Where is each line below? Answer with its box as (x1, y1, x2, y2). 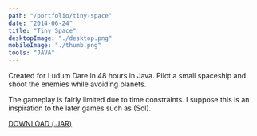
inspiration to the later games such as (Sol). (8, 103, 152, 113)
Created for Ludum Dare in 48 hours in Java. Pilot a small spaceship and (8, 71, 246, 80)
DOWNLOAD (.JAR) (8, 119, 73, 128)
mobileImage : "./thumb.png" (8, 42, 102, 50)
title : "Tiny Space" (8, 26, 77, 34)
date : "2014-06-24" (8, 19, 73, 27)
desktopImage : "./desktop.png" (8, 34, 113, 42)
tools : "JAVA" (8, 49, 56, 57)
